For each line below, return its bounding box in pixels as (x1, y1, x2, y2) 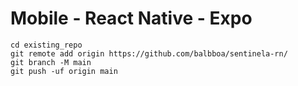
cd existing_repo (10, 40, 83, 50)
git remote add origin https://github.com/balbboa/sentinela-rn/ (10, 48, 288, 59)
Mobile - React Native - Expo (10, 7, 253, 30)
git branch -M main (10, 57, 92, 67)
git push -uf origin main (10, 66, 118, 76)
